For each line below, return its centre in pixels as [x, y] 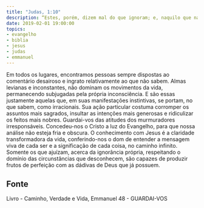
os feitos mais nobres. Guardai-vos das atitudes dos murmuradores [91, 120]
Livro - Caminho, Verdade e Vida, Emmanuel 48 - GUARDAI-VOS [87, 199]
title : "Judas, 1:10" [34, 12]
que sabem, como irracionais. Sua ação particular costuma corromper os [98, 106]
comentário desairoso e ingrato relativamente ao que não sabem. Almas [96, 81]
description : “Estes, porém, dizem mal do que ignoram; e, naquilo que [99, 18]
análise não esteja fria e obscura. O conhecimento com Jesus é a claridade [100, 133]
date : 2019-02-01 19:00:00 [40, 23]
